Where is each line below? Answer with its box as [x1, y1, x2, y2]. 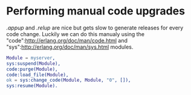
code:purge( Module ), [6, 66, 59, 72]
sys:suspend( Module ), [6, 60, 61, 67]
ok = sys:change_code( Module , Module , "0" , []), [6, 77, 131, 84]
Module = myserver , [6, 55, 56, 61]
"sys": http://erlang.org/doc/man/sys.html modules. [6, 43, 134, 51]
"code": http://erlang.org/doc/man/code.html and [6, 37, 128, 44]
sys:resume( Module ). [6, 83, 59, 89]
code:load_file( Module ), [6, 72, 69, 78]
